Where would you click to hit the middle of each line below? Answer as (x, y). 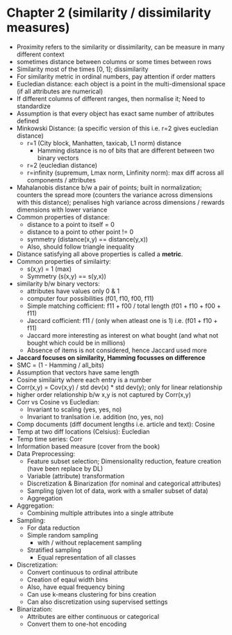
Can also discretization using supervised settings (97, 602)
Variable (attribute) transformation (76, 476)
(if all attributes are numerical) (60, 91)
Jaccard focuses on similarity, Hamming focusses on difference (111, 357)
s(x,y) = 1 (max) (49, 269)
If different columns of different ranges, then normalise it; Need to (111, 98)
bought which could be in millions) (76, 343)
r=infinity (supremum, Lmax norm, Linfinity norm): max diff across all (125, 173)
